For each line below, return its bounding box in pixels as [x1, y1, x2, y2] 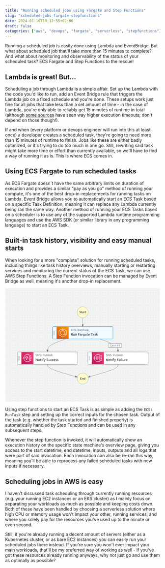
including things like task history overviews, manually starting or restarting [5, 262, 156, 268]
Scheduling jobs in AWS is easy [5, 477, 104, 486]
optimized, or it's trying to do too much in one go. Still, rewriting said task [5, 142, 153, 148]
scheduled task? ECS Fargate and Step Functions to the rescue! [5, 59, 134, 64]
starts [5, 244, 24, 252]
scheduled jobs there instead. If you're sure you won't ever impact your [5, 541, 150, 547]
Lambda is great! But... [5, 73, 76, 81]
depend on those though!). [5, 117, 59, 123]
